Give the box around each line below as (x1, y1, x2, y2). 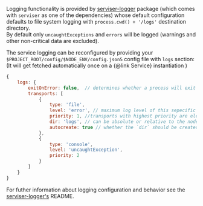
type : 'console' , (49, 141, 94, 147)
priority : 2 (49, 153, 80, 159)
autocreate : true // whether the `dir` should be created (49, 124, 199, 130)
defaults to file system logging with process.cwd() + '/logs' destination (6, 18, 186, 25)
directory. (6, 24, 30, 32)
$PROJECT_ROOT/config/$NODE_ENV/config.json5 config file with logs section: (6, 56, 195, 62)
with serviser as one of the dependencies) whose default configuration (6, 12, 185, 19)
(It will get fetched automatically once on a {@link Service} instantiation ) (6, 62, 187, 69)
